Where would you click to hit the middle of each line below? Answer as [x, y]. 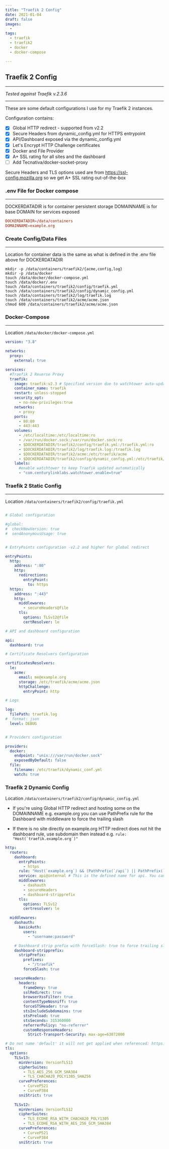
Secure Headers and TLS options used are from [55, 172]
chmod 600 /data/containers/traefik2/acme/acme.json [62, 304]
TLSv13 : [22, 1058]
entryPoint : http [41, 691]
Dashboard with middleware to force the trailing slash [68, 819]
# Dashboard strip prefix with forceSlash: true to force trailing [86, 946]
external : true [30, 361]
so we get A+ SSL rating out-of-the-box [85, 178]
